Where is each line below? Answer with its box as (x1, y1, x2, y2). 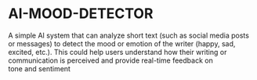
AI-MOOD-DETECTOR (8, 5, 154, 23)
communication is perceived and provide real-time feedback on (8, 56, 213, 65)
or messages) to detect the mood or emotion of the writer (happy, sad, (8, 38, 236, 48)
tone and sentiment (8, 64, 71, 73)
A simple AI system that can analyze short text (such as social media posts (8, 31, 249, 40)
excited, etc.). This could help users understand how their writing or (8, 47, 227, 56)
